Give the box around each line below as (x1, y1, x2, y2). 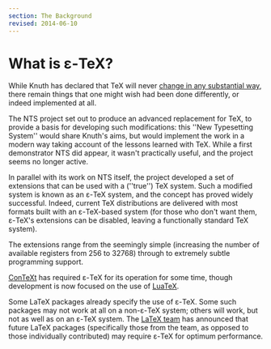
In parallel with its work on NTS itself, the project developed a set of (8, 172, 235, 182)
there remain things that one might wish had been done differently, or (8, 90, 240, 100)
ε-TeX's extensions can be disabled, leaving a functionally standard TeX (8, 215, 249, 225)
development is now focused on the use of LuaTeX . (8, 281, 180, 292)
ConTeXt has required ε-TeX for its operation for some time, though (8, 273, 233, 283)
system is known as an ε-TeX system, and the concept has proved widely (8, 189, 253, 199)
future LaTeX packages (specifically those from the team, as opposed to (8, 323, 249, 333)
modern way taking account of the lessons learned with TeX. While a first (8, 139, 252, 150)
